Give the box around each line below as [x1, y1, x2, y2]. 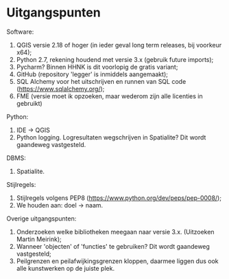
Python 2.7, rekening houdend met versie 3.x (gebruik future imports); [16, 55, 214, 63]
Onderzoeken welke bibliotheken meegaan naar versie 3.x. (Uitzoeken [16, 227, 215, 236]
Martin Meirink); [16, 235, 62, 243]
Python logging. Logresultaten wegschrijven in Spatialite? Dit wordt [16, 133, 206, 142]
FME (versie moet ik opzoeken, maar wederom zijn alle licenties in [16, 91, 203, 100]
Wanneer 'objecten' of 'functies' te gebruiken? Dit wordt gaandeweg [16, 242, 210, 250]
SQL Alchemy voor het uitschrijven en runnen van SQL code [16, 77, 186, 85]
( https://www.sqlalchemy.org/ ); [16, 85, 105, 93]
